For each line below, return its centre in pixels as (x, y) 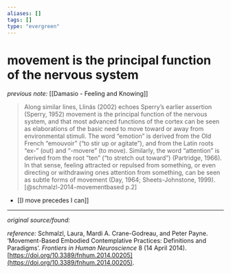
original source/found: (39, 220)
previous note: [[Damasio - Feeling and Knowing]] (78, 94)
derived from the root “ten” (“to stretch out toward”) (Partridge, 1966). (123, 158)
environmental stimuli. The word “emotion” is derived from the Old (118, 136)
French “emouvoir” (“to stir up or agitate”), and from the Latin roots (119, 143)
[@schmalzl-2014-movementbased (74, 187)
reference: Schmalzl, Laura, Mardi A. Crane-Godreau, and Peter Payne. (108, 233)
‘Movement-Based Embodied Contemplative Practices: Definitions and (107, 241)
